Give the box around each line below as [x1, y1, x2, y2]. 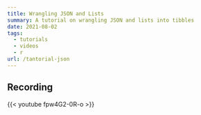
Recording [7, 82, 54, 93]
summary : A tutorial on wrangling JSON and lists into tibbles [7, 17, 195, 24]
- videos [13, 43, 39, 49]
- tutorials [13, 36, 49, 43]
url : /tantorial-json [7, 56, 70, 63]
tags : [7, 29, 23, 37]
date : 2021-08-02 [7, 23, 58, 30]
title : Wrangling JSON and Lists [7, 10, 104, 17]
